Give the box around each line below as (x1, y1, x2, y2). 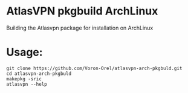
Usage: (6, 45, 44, 59)
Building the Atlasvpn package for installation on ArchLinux (6, 24, 154, 31)
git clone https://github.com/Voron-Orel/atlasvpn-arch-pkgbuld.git (6, 65, 183, 71)
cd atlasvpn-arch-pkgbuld (6, 71, 71, 77)
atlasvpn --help (6, 81, 47, 87)
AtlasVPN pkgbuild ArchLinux (6, 4, 158, 18)
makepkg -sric (6, 75, 42, 82)
